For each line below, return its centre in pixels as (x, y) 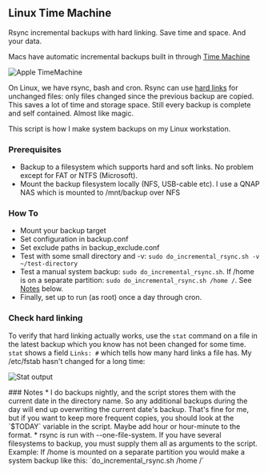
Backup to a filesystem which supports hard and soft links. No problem (136, 167)
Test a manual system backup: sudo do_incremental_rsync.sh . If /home (137, 272)
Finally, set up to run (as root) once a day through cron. (111, 297)
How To (23, 213)
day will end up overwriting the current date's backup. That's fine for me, (129, 409)
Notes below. (42, 289)
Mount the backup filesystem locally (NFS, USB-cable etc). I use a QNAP (140, 184)
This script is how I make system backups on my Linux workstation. (120, 128)
